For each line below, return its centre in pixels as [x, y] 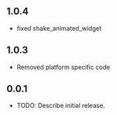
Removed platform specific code [63, 67]
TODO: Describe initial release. [61, 106]
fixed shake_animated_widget [59, 28]
